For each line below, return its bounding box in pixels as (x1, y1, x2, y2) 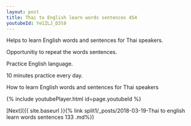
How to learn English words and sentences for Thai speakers (6, 84, 159, 91)
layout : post (6, 8, 40, 15)
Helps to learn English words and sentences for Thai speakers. (6, 37, 164, 44)
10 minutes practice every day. (6, 72, 83, 79)
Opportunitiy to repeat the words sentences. (6, 48, 117, 56)
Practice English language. (6, 60, 73, 67)
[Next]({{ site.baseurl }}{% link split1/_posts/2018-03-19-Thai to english (6, 107, 186, 114)
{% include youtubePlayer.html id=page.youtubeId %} (6, 95, 142, 103)
